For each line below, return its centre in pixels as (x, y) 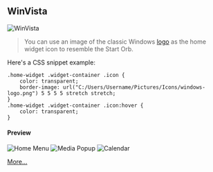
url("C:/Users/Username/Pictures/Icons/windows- (134, 87)
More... (17, 162)
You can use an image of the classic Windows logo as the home (115, 42)
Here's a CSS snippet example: (51, 62)
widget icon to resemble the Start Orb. (78, 49)
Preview (19, 133)
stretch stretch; (91, 93)
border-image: (40, 87)
